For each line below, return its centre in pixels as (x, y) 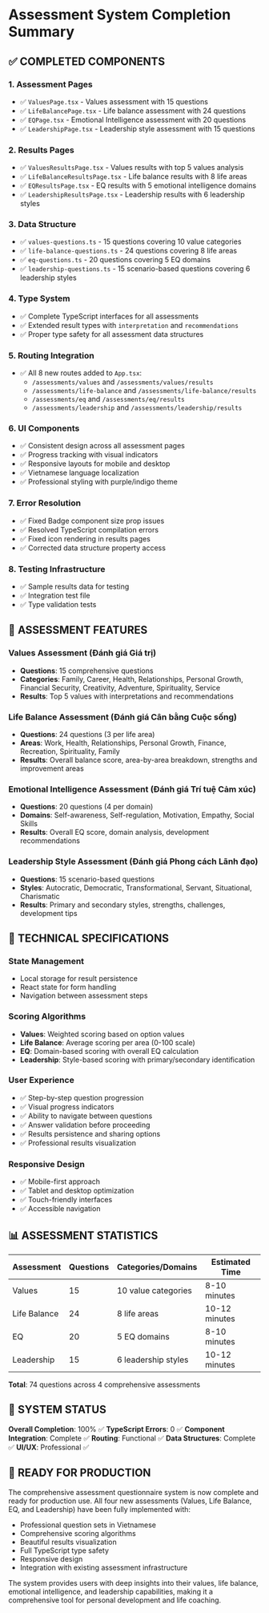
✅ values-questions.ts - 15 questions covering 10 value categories (130, 241)
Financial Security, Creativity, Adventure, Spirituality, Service (120, 687)
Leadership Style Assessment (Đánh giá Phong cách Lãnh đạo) (133, 861)
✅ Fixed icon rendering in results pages (85, 538)
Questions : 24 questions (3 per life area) (87, 734)
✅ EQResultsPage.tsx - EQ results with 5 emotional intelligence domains (138, 185)
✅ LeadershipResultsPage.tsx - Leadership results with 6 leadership (132, 195)
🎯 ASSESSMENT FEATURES (78, 630)
